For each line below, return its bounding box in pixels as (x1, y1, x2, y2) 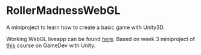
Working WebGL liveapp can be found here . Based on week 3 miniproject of (6, 35, 195, 42)
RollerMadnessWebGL (6, 4, 121, 18)
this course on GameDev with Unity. (6, 42, 96, 49)
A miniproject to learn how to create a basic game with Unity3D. (6, 24, 165, 31)
